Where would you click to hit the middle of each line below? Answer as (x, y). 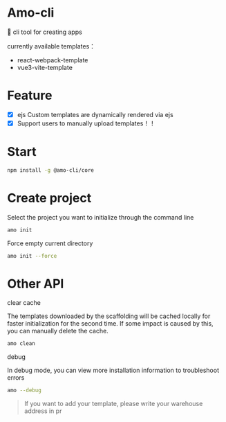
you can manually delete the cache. (58, 331)
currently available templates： (51, 46)
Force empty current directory (50, 243)
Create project (49, 198)
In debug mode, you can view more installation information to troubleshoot (113, 370)
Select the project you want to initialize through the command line (101, 217)
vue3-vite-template (45, 67)
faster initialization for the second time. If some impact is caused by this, (110, 324)
